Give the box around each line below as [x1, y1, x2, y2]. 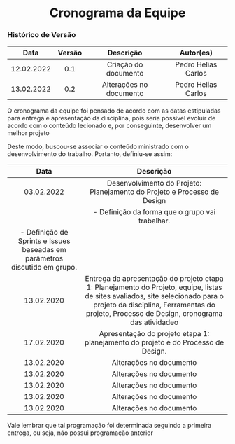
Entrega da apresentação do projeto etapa [85, 274, 224, 284]
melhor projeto [7, 129, 50, 137]
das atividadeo [130, 317, 179, 327]
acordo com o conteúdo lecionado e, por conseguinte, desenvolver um [7, 121, 212, 130]
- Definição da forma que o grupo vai [93, 207, 216, 217]
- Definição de [20, 228, 69, 237]
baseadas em [22, 245, 66, 255]
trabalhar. [138, 216, 171, 226]
